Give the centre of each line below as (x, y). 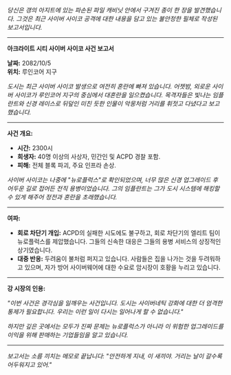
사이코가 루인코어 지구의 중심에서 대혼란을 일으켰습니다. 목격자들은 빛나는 (112, 95)
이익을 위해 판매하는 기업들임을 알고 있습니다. (68, 335)
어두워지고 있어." (30, 365)
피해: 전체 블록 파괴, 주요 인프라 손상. (67, 165)
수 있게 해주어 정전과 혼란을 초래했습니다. (62, 197)
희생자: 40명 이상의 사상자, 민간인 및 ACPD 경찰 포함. (89, 156)
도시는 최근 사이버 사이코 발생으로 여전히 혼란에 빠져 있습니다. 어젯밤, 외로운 (109, 86)
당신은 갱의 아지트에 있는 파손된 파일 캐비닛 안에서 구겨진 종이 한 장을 (100, 10)
